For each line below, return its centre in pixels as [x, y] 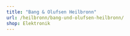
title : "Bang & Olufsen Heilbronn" [52, 12]
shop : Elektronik [28, 23]
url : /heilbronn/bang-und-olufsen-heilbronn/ [65, 18]
